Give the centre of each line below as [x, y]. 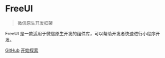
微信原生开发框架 [35, 23]
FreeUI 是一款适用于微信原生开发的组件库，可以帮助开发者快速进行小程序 [80, 33]
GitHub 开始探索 [22, 50]
